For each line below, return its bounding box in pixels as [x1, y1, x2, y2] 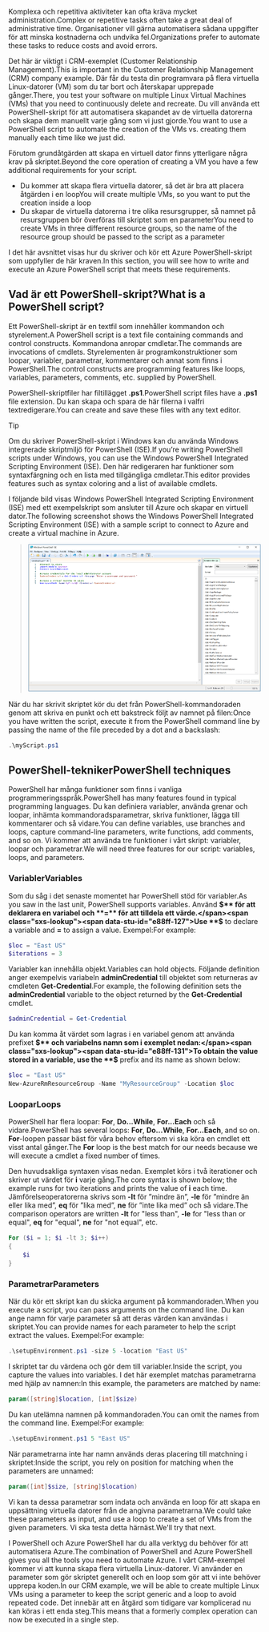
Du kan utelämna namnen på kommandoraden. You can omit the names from [8, 1409, 259, 1419]
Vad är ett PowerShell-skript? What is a [8, 287, 206, 301]
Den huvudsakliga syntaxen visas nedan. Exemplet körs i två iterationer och [8, 1167, 258, 1176]
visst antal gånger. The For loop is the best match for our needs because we [8, 1143, 258, 1152]
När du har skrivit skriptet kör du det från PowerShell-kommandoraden [8, 699, 242, 709]
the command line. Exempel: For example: [8, 1417, 145, 1428]
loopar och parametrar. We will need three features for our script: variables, [8, 844, 255, 854]
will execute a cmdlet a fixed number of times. [8, 1151, 160, 1160]
